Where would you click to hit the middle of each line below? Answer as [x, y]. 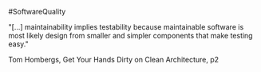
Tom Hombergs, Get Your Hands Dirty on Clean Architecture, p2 [114, 60]
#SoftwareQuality [37, 12]
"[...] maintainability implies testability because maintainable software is [126, 27]
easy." [19, 44]
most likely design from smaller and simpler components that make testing [130, 36]
